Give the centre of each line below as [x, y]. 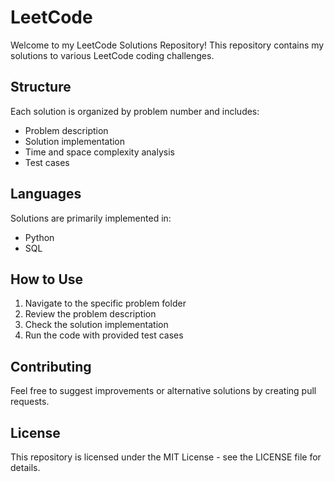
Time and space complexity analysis [99, 152]
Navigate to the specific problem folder [105, 303]
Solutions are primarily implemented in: [91, 218]
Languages [46, 194]
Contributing [51, 366]
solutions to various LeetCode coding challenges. [112, 55]
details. [25, 467]
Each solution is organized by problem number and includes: [135, 111]
